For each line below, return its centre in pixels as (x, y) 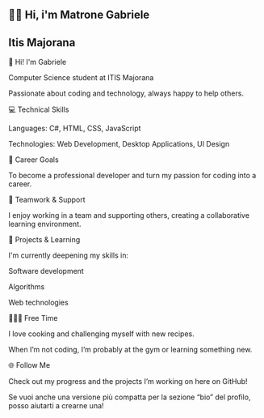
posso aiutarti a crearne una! (56, 406)
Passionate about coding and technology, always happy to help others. (126, 93)
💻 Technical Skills (39, 109)
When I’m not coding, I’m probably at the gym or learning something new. (130, 350)
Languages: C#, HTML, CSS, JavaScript (75, 128)
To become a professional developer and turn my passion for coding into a (132, 176)
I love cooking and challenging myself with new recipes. (102, 334)
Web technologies (38, 303)
